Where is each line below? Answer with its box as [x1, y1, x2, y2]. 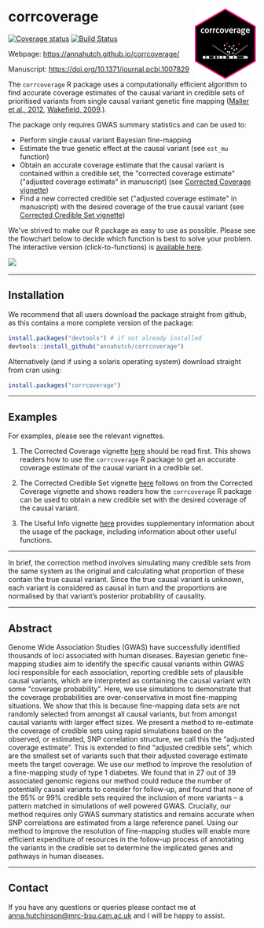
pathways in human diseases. [8, 852, 104, 860]
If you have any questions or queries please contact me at [8, 902, 196, 911]
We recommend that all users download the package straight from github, [8, 309, 247, 319]
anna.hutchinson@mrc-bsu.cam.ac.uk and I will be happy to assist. [8, 911, 225, 920]
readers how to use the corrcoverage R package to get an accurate [19, 455, 236, 464]
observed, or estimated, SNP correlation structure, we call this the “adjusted [8, 735, 255, 743]
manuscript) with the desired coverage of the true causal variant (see [19, 201, 244, 212]
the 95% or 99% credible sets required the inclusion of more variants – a [8, 793, 244, 802]
